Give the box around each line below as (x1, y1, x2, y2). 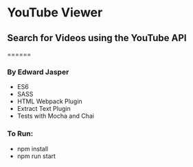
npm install (16, 144, 49, 153)
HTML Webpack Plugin (16, 97, 82, 105)
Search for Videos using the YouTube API (7, 32, 187, 44)
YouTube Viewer (7, 5, 103, 21)
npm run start (16, 152, 56, 160)
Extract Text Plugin (16, 105, 71, 113)
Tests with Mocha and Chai (16, 112, 95, 120)
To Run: (7, 129, 34, 138)
